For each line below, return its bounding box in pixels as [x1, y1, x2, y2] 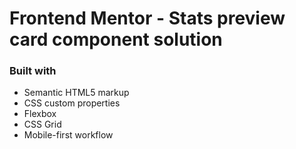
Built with [9, 64, 57, 78]
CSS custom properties [23, 97, 121, 109]
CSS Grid [23, 118, 62, 131]
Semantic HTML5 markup [23, 87, 130, 99]
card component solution [9, 28, 223, 51]
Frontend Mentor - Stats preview [9, 7, 286, 30]
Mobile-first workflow [23, 129, 114, 141]
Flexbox [23, 108, 57, 120]
